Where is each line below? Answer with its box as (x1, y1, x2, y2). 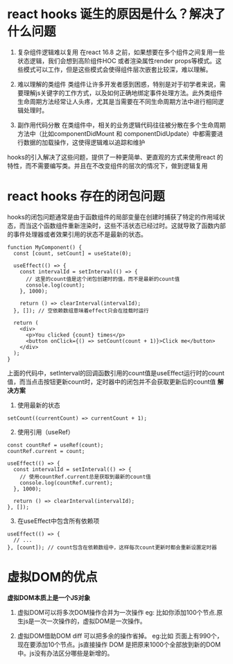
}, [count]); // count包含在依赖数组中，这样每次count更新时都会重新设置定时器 (7, 544, 217, 551)
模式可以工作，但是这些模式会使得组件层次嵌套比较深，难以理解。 (23, 65, 212, 74)
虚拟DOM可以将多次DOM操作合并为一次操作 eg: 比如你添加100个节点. (17, 608, 217, 616)
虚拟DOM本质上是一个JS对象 (7, 593, 91, 602)
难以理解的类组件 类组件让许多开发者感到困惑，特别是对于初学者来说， (17, 80, 220, 88)
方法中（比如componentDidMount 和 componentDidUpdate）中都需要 (17, 129, 217, 137)
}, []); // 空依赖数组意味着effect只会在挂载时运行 (13, 307, 149, 314)
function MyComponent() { (7, 244, 82, 250)
